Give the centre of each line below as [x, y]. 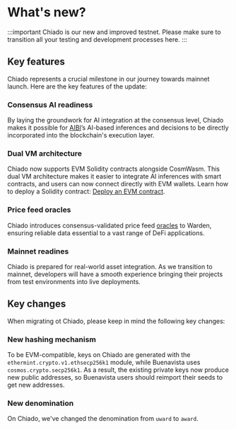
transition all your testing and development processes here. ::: [97, 39]
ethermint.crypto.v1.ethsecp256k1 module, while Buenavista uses [104, 363]
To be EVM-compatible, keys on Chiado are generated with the [99, 355]
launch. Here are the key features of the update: [77, 86]
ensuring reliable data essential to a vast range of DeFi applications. [106, 233]
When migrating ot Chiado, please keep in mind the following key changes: [116, 321]
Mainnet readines [38, 251]
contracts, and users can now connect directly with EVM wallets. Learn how [118, 184]
